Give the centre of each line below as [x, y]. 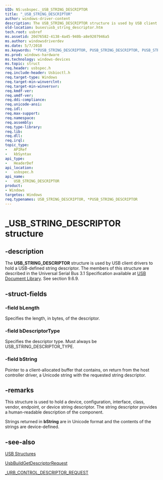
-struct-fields [26, 294]
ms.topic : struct [23, 64]
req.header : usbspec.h [28, 69]
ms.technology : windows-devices [38, 59]
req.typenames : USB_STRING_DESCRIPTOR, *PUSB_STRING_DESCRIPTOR [71, 199]
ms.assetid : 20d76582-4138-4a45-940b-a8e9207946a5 [57, 37]
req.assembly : [19, 122]
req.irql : [15, 141]
